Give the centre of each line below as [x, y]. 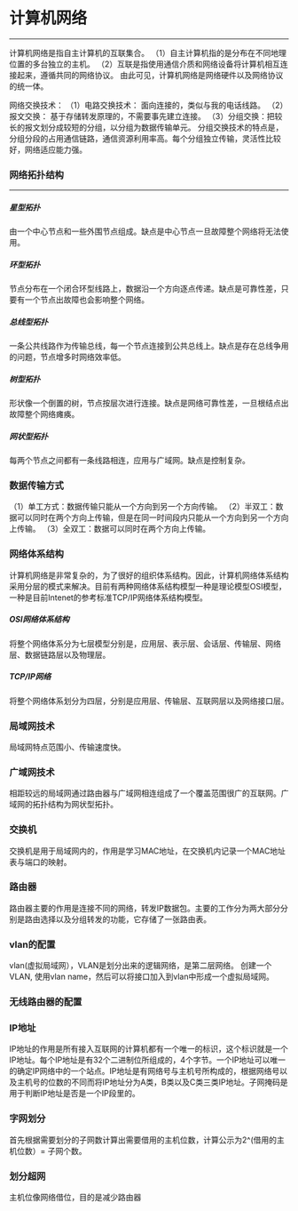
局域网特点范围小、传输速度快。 [67, 747]
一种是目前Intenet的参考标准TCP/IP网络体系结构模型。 [109, 597]
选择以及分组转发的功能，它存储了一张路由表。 [125, 919]
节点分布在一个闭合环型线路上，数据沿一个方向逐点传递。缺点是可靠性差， [145, 289]
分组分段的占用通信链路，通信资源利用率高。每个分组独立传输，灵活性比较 [145, 138]
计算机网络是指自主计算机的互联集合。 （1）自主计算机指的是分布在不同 [140, 52]
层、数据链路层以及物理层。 [60, 654]
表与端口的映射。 [40, 862]
